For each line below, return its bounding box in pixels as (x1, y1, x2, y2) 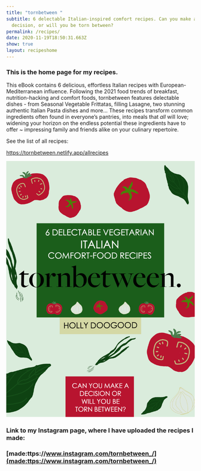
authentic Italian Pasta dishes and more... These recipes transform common (6, 107, 193, 114)
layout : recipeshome (6, 48, 58, 54)
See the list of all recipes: (6, 137, 69, 145)
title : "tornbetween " (6, 10, 63, 16)
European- (160, 81, 187, 89)
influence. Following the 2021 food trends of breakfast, (44, 88, 179, 95)
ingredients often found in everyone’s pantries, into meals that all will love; (6, 114, 189, 121)
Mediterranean (6, 88, 43, 95)
